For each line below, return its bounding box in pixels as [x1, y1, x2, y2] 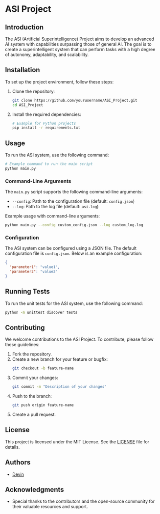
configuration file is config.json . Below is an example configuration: [5, 250, 142, 256]
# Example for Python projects [12, 121, 76, 126]
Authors [5, 458, 31, 467]
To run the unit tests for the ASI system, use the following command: [5, 300, 143, 306]
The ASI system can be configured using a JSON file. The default [5, 245, 137, 251]
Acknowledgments [5, 485, 65, 494]
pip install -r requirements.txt [12, 125, 81, 131]
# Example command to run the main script [5, 162, 93, 166]
